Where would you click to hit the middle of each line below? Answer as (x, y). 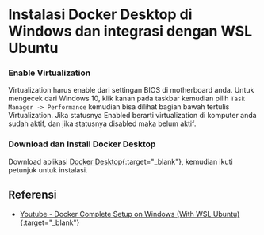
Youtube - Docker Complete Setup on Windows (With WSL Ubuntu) (130, 214)
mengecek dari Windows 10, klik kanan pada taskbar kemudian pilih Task (127, 99)
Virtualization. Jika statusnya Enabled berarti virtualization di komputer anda (132, 116)
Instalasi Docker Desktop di (100, 15)
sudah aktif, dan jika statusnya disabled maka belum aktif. (102, 123)
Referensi (33, 195)
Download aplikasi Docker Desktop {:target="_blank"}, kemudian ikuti (121, 161)
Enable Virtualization (50, 73)
